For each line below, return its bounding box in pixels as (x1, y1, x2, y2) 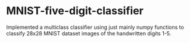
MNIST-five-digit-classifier (6, 4, 144, 18)
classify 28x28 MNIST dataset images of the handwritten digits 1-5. (6, 29, 172, 37)
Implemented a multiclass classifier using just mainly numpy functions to (6, 24, 185, 31)
